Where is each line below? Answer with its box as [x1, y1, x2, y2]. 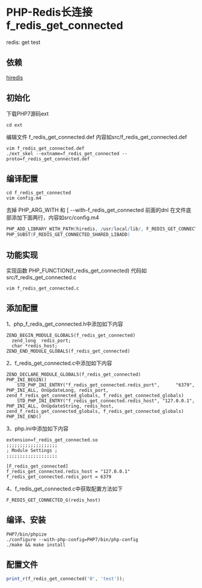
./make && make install [6, 542, 66, 548]
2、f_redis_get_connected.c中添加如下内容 [6, 359, 112, 367]
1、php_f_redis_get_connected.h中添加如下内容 [6, 320, 123, 327]
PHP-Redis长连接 [6, 5, 93, 19]
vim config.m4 [6, 195, 42, 202]
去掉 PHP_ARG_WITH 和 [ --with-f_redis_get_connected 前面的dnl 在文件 [6, 206, 186, 214]
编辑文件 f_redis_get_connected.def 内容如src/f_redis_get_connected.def [6, 133, 188, 140]
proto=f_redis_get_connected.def [6, 156, 90, 162]
